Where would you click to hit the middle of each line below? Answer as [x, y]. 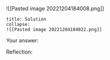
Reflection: [19, 52]
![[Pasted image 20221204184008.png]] [55, 9]
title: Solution [26, 19]
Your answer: [22, 40]
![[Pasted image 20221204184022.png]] [54, 29]
